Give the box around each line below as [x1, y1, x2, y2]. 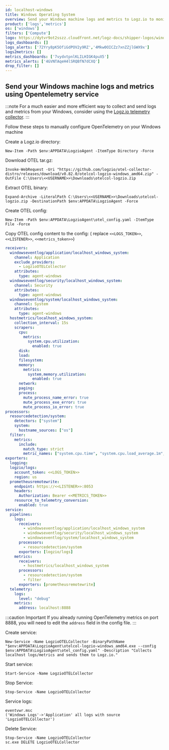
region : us [14, 475, 37, 480]
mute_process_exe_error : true [23, 400, 87, 405]
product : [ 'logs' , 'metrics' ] [5, 21, 66, 27]
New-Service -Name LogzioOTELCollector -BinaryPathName [5, 639, 125, 644]
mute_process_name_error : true [23, 395, 89, 400]
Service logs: [5, 698, 33, 704]
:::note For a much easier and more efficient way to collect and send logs [5, 103, 156, 109]
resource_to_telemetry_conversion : [14, 498, 89, 503]
